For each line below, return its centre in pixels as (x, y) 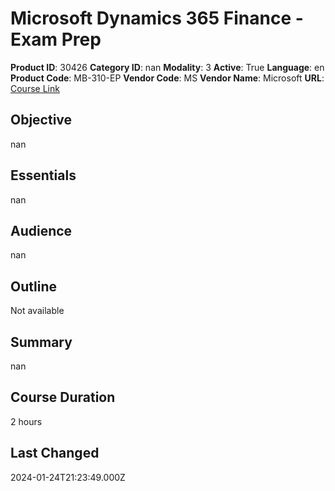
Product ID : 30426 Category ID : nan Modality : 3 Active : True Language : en (167, 67)
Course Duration (63, 397)
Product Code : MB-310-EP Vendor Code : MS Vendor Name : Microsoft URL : (167, 78)
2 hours (26, 421)
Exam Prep (56, 39)
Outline (33, 286)
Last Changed (55, 453)
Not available (37, 311)
